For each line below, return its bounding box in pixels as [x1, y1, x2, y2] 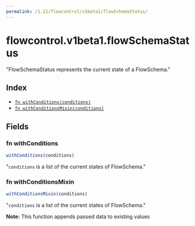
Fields [6, 122, 29, 131]
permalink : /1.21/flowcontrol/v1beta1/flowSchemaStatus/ [6, 8, 148, 15]
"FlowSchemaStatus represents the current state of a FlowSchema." [6, 66, 171, 73]
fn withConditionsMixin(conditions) [14, 106, 104, 112]
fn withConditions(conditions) [14, 99, 91, 106]
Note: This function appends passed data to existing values [6, 213, 150, 220]
